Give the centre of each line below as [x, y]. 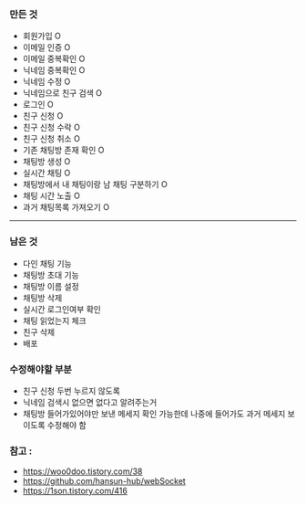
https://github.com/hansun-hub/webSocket [104, 481]
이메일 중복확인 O [54, 59]
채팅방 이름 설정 [51, 286]
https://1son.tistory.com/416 [75, 491]
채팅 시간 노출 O [51, 196]
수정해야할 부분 [41, 369]
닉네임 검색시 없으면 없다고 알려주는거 [90, 402]
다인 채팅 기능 [47, 263]
